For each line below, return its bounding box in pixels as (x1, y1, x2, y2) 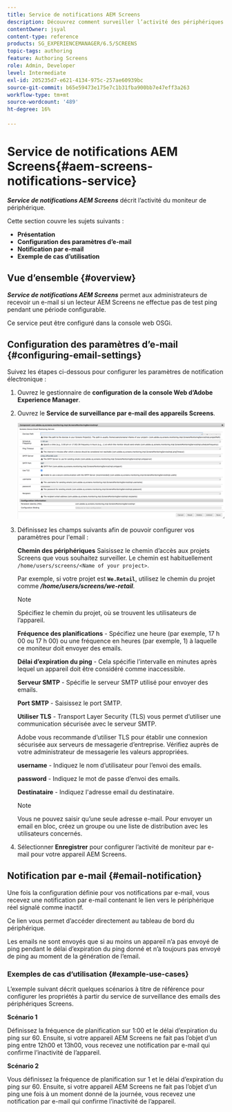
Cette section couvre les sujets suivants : (7, 216, 124, 225)
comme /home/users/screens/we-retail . (17, 581, 135, 590)
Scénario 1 (7, 1012, 38, 1021)
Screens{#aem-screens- (7, 159, 153, 174)
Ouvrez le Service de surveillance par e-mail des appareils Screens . (17, 409, 215, 417)
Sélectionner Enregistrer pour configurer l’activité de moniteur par (17, 842, 206, 851)
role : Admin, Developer (7, 62, 76, 69)
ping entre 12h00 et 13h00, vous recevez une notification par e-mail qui (7, 1041, 211, 1049)
